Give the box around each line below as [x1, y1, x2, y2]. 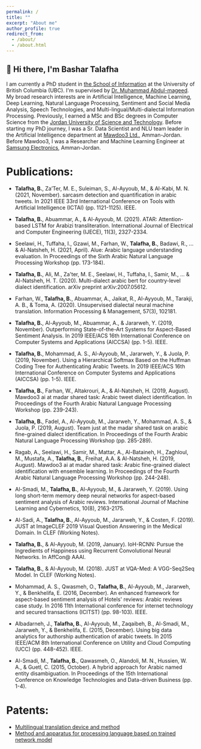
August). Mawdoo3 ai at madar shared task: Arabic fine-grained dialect [14, 461, 190, 468]
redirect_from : [6, 31, 44, 37]
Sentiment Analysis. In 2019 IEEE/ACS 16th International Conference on [14, 332, 190, 339]
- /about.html [11, 43, 47, 49]
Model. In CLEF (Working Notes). [14, 571, 96, 578]
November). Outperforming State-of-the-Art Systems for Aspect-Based [14, 325, 191, 333]
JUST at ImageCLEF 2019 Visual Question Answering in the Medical [14, 523, 182, 530]
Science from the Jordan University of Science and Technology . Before [6, 118, 182, 126]
